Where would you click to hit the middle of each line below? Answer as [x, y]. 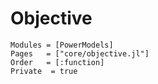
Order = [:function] [57, 62]
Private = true [44, 71]
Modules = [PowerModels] [62, 45]
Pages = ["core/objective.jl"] [80, 53]
